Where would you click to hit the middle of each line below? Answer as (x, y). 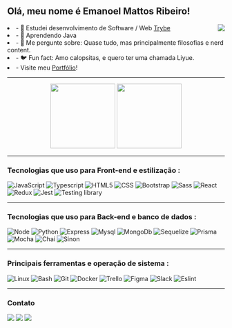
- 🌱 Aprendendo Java (47, 35)
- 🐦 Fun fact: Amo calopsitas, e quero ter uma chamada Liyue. (105, 57)
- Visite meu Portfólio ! (47, 68)
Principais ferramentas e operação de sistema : (88, 263)
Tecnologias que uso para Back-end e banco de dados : (102, 217)
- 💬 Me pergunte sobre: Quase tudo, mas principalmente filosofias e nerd (120, 42)
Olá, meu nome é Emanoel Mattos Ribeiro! (99, 11)
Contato (21, 303)
